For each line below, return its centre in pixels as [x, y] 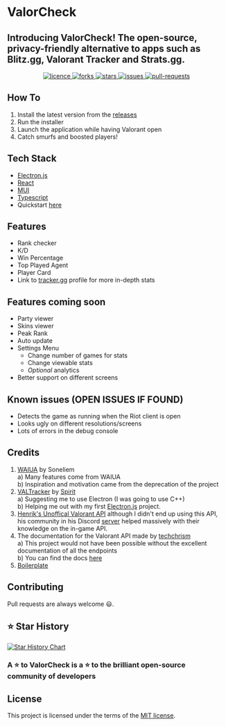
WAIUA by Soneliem [46, 469]
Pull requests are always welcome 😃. [61, 604]
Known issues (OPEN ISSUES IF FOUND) [95, 399]
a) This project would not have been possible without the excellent [112, 543]
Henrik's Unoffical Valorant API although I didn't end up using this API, [118, 514]
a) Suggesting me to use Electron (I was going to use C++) [101, 499]
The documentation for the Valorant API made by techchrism [104, 536]
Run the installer [41, 121]
